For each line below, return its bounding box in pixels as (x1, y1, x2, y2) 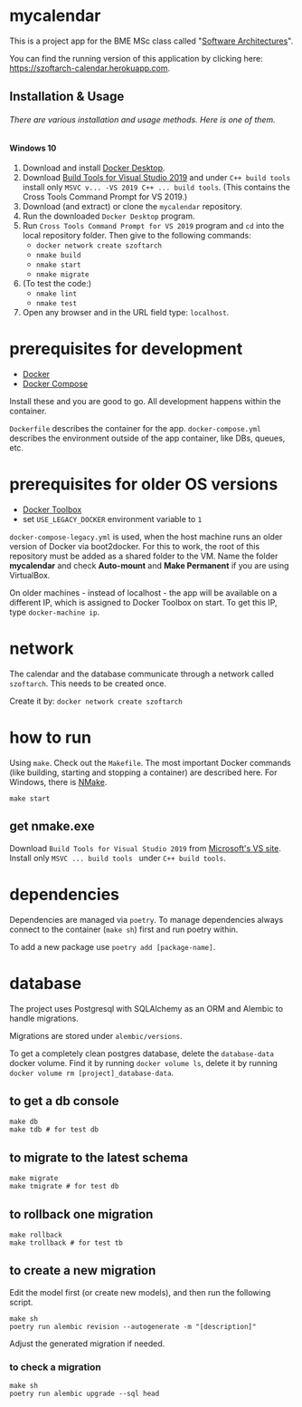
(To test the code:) (22, 278, 92, 289)
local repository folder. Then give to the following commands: (22, 230, 251, 241)
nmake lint (35, 289, 78, 299)
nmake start (35, 260, 81, 270)
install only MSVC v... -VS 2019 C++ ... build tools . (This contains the (22, 182, 291, 193)
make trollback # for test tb (9, 1238, 124, 1247)
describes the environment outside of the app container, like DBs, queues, (9, 432, 286, 444)
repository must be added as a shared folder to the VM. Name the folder (9, 550, 278, 562)
